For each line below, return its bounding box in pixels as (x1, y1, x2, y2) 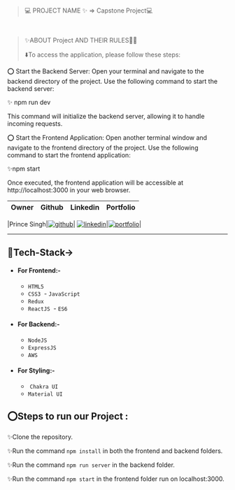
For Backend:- (17, 320, 60, 329)
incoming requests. (7, 120, 63, 128)
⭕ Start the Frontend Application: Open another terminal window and (7, 134, 208, 142)
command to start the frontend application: (7, 151, 131, 159)
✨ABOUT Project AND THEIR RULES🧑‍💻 (24, 36, 138, 44)
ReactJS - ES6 (27, 304, 68, 312)
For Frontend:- (17, 266, 61, 275)
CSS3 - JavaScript (27, 289, 80, 298)
